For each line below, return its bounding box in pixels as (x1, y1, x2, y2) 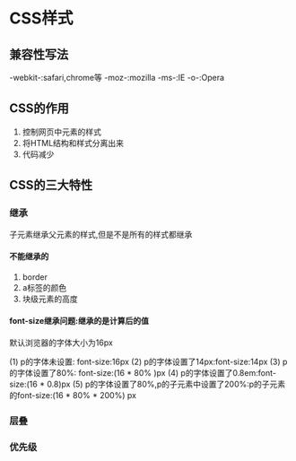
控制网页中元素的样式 (22, 126, 101, 137)
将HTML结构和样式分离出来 (22, 137, 124, 148)
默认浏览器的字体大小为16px (9, 337, 114, 348)
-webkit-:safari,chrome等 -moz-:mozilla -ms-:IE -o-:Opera (9, 73, 225, 83)
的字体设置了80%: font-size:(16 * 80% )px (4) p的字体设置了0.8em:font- (9, 367, 276, 378)
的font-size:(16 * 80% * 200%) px (9, 389, 137, 400)
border (22, 271, 48, 283)
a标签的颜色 (22, 282, 67, 292)
